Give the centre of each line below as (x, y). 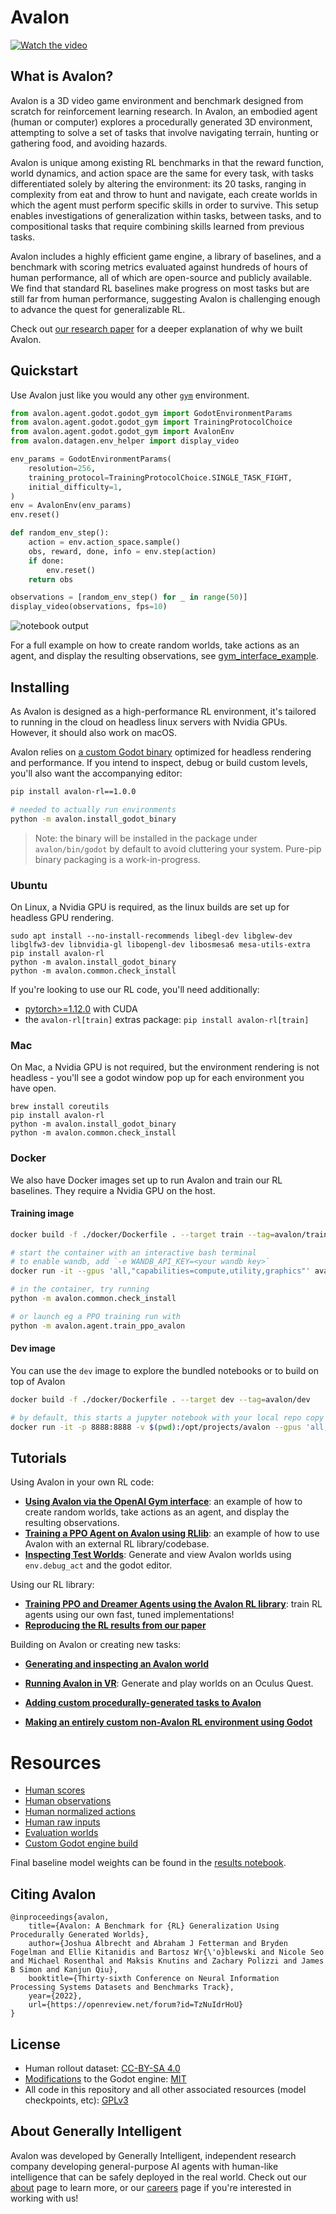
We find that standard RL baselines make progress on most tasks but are (160, 288)
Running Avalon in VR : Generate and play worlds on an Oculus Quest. (169, 1683)
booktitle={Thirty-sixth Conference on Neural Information (154, 1979)
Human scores (55, 1790)
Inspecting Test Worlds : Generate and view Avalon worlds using (158, 1555)
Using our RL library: (52, 1585)
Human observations (68, 1801)
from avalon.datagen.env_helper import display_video (125, 441)
